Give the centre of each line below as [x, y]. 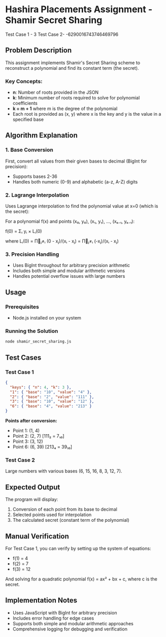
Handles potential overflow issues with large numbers [69, 276]
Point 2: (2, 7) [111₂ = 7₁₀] [38, 436]
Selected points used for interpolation [52, 515]
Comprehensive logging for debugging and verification [70, 629]
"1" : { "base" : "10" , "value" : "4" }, [51, 392]
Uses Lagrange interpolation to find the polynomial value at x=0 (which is [82, 206]
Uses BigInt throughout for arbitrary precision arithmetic [71, 266]
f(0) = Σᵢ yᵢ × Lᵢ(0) [24, 231]
